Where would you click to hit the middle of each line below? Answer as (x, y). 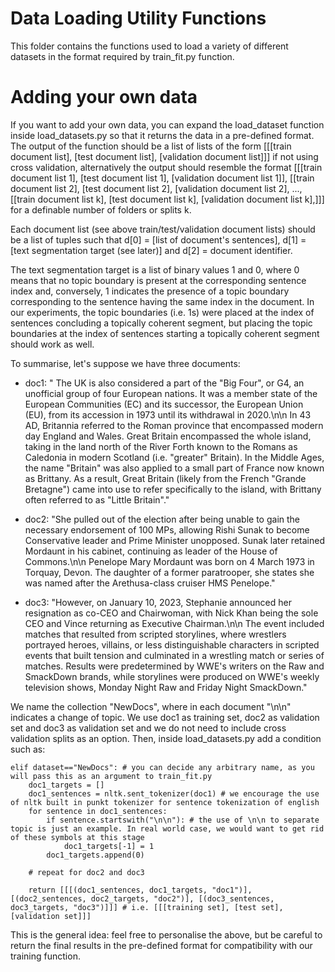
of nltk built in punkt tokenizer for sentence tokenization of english (165, 802)
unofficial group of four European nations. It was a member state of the (171, 393)
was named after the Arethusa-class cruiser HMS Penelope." (150, 583)
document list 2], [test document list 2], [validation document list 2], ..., (156, 188)
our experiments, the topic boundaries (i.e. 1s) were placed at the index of (162, 312)
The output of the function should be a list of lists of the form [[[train (151, 146)
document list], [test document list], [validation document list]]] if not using (164, 156)
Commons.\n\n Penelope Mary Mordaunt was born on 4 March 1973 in (169, 561)
